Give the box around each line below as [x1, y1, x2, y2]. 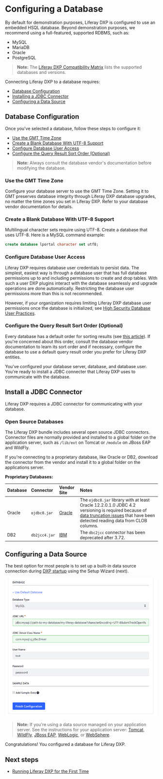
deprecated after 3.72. [80, 534, 125, 540]
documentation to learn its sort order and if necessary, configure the [5, 344, 142, 350]
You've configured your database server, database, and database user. [5, 363, 147, 369]
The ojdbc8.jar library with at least [80, 497, 150, 503]
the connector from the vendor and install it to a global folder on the [5, 459, 141, 465]
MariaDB [12, 44, 30, 50]
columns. [80, 523, 98, 529]
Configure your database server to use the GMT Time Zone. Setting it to [5, 188, 149, 194]
